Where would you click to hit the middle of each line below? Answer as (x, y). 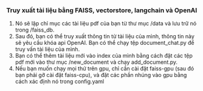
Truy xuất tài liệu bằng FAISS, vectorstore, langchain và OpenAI (102, 10)
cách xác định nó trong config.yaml (60, 81)
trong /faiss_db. (35, 30)
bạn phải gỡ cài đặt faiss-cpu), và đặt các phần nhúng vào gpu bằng (101, 75)
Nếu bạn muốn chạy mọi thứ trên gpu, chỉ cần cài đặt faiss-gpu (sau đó (105, 69)
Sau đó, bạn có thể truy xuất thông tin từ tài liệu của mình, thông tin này (105, 36)
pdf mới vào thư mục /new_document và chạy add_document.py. (96, 62)
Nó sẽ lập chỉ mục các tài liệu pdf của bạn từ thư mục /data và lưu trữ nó (106, 24)
